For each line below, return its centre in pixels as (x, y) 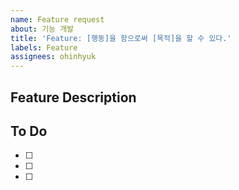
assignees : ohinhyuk (53, 57)
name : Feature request (57, 19)
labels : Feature (44, 47)
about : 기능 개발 (42, 29)
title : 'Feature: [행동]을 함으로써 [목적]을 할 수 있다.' (121, 38)
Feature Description (73, 97)
